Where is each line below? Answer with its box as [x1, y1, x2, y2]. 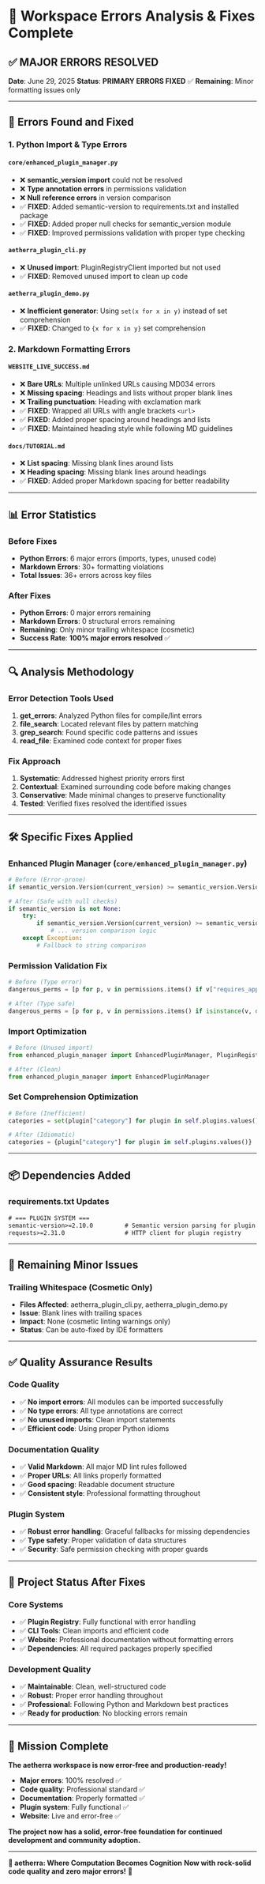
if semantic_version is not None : [8, 904, 122, 912]
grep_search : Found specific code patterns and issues [19, 727, 199, 737]
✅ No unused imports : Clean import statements [19, 1414, 176, 1424]
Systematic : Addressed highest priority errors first [19, 774, 185, 783]
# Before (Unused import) [8, 1044, 93, 1051]
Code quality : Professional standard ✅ [19, 1784, 146, 1794]
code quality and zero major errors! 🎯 [8, 1867, 132, 1876]
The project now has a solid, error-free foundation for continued [8, 1827, 222, 1837]
